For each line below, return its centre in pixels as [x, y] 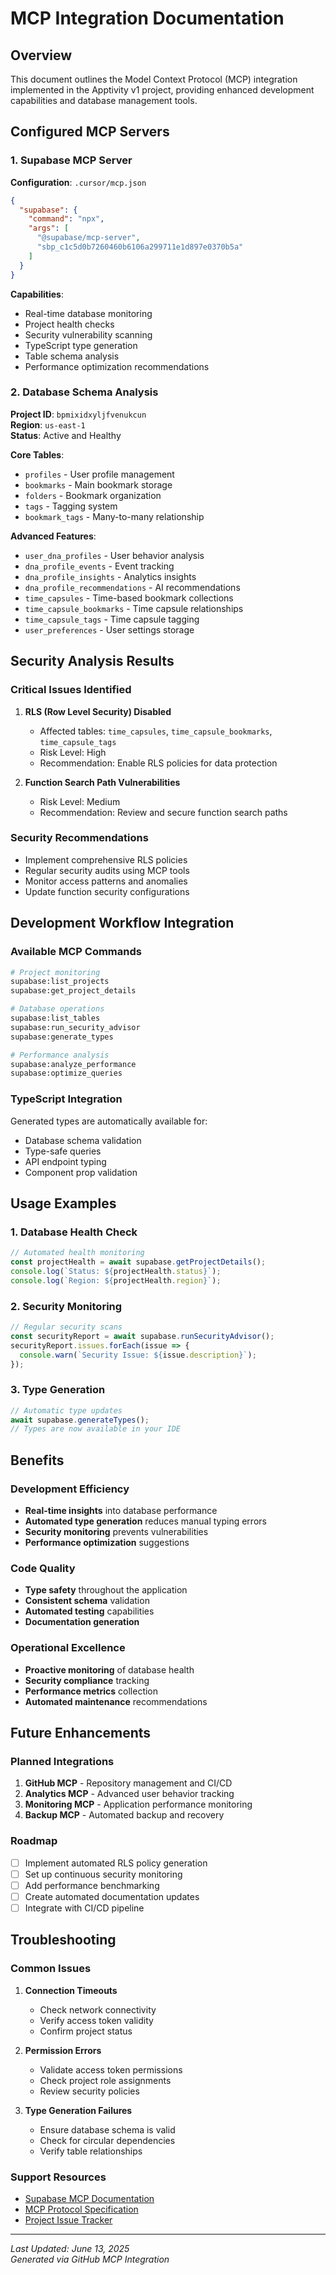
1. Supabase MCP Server [71, 160]
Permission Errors [63, 2050]
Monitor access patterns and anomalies [106, 881]
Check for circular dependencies [107, 2140]
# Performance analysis [60, 1055]
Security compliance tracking [87, 1680]
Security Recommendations [79, 838]
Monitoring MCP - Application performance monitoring [138, 1804]
